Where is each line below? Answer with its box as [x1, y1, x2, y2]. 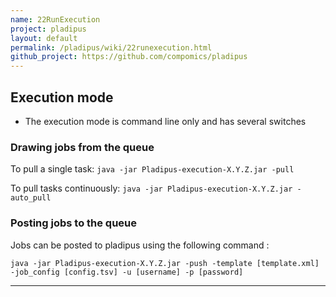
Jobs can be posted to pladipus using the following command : [10, 239, 270, 251]
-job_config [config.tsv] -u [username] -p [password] [10, 267, 244, 277]
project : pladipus [10, 24, 87, 34]
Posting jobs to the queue [10, 216, 138, 230]
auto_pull [10, 193, 52, 203]
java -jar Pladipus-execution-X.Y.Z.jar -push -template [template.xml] [10, 258, 320, 268]
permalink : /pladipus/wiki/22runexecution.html [10, 42, 213, 53]
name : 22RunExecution [10, 14, 101, 25]
